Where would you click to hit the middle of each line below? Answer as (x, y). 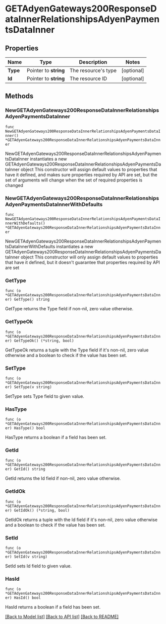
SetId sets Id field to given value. (38, 566)
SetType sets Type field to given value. (45, 396)
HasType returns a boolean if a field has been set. (56, 438)
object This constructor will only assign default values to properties (89, 257)
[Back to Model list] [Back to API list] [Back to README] (62, 617)
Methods (19, 96)
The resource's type (93, 70)
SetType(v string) (33, 387)
